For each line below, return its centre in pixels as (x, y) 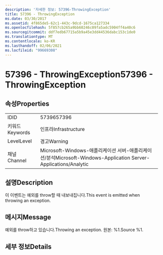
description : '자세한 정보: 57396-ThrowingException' (58, 9)
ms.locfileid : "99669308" (31, 50)
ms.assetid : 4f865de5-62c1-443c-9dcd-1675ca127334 (57, 23)
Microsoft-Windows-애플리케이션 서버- (85, 150)
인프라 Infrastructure (62, 129)
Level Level (20, 141)
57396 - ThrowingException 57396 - (79, 74)
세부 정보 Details (28, 246)
